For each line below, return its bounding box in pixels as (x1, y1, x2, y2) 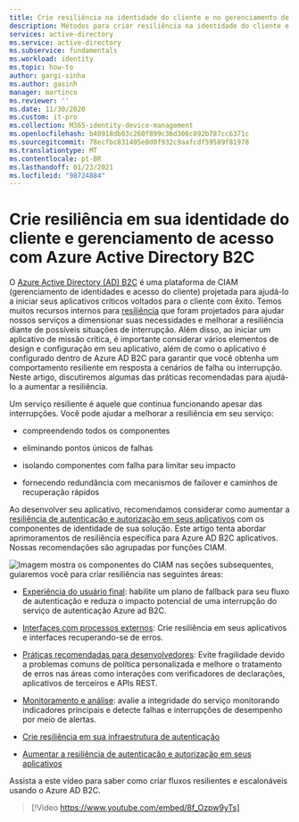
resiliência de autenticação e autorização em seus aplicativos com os (9, 514, 265, 524)
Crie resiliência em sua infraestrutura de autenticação (21, 732, 220, 742)
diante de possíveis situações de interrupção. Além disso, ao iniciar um (9, 324, 270, 335)
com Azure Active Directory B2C (9, 247, 255, 268)
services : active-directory (9, 29, 114, 38)
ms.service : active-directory (9, 38, 122, 47)
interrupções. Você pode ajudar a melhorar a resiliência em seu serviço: (9, 408, 274, 419)
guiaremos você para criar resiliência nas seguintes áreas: (9, 569, 224, 580)
